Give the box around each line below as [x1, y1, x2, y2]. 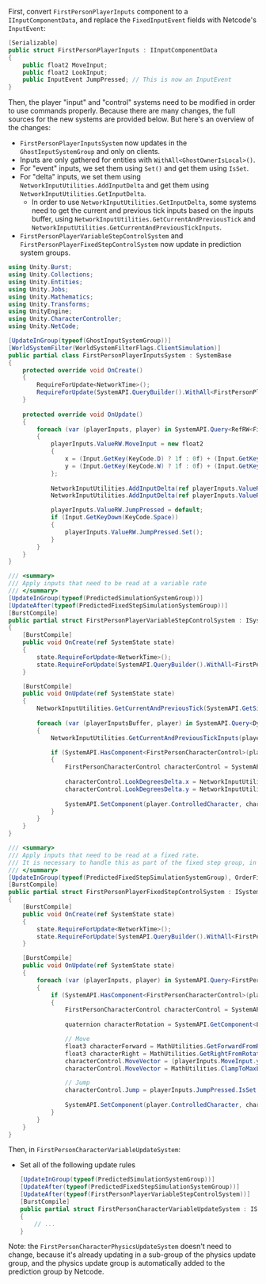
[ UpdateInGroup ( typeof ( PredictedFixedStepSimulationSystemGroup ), [8, 873, 232, 881]
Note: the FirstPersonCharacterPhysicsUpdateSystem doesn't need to [8, 1242, 232, 1251]
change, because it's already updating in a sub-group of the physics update [8, 1250, 256, 1259]
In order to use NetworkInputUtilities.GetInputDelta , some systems [31, 198, 257, 207]
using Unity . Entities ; [8, 278, 83, 286]
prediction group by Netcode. [8, 1267, 104, 1277]
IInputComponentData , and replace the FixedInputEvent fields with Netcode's [8, 15, 257, 25]
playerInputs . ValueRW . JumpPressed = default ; [50, 506, 203, 515]
